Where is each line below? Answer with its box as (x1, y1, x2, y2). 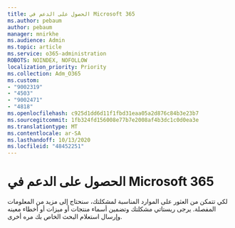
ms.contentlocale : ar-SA (7, 130, 81, 137)
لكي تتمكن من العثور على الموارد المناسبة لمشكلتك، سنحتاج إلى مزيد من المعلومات (7, 197, 228, 206)
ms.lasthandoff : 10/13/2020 (7, 136, 91, 143)
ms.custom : (7, 76, 40, 84)
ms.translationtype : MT (7, 123, 78, 130)
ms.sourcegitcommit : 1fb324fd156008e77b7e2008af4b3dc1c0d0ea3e (7, 116, 199, 123)
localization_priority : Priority (7, 63, 107, 71)
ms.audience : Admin (7, 37, 66, 44)
